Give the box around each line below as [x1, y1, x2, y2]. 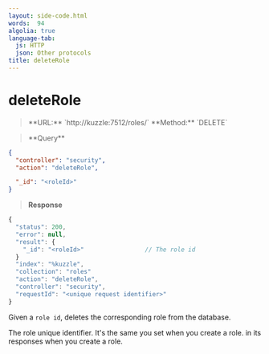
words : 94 [8, 19, 45, 27]
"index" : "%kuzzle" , [15, 260, 84, 269]
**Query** [27, 133, 66, 143]
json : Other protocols [15, 49, 92, 57]
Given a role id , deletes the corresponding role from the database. [8, 312, 231, 322]
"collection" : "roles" [15, 268, 92, 276]
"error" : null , [15, 230, 67, 238]
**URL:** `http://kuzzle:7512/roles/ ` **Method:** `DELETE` [27, 117, 228, 127]
